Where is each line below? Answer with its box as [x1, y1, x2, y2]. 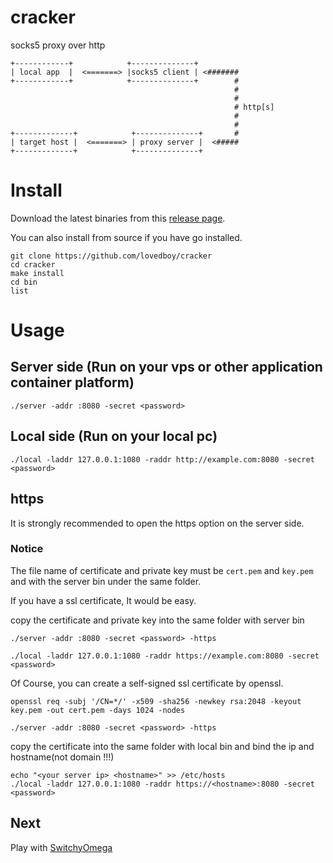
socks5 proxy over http [10, 39, 106, 51]
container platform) [10, 374, 135, 391]
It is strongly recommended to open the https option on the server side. [10, 517, 305, 529]
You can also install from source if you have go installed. [10, 231, 243, 243]
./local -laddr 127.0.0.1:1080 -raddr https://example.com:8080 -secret [10, 651, 320, 661]
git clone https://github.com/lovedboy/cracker [10, 251, 213, 261]
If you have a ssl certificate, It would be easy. [10, 594, 197, 606]
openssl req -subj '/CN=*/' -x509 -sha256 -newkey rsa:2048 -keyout [10, 696, 302, 706]
